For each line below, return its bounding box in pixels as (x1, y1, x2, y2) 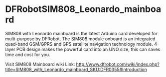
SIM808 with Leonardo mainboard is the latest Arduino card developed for (5, 30, 158, 36)
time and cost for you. (5, 51, 50, 58)
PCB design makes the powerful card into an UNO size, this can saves (16, 46, 161, 52)
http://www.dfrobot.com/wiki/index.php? (76, 61, 160, 67)
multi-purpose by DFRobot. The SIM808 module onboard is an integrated (5, 36, 156, 42)
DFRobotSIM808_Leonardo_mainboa (5, 3, 162, 15)
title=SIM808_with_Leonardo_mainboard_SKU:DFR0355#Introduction (5, 66, 147, 73)
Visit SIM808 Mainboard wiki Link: (5, 61, 75, 67)
